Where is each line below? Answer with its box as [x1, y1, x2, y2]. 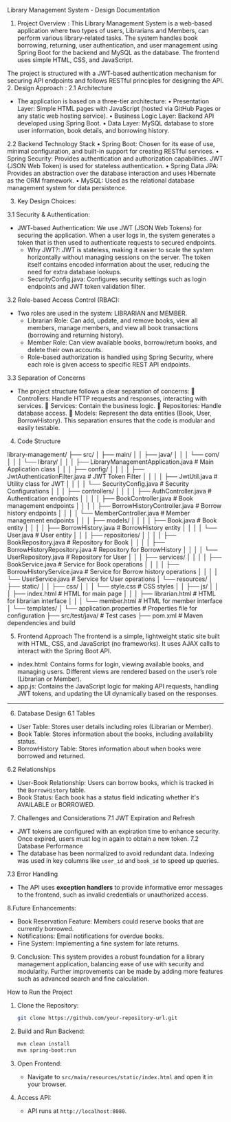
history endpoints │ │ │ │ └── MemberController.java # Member [7, 509, 190, 517]
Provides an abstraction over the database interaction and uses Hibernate [7, 169, 217, 177]
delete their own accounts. [27, 346, 103, 354]
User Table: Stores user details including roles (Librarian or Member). [16, 723, 213, 731]
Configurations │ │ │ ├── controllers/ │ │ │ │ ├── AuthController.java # [7, 487, 212, 495]
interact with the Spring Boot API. [16, 647, 112, 655]
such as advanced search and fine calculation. [16, 975, 149, 983]
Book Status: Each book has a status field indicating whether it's [16, 793, 199, 802]
